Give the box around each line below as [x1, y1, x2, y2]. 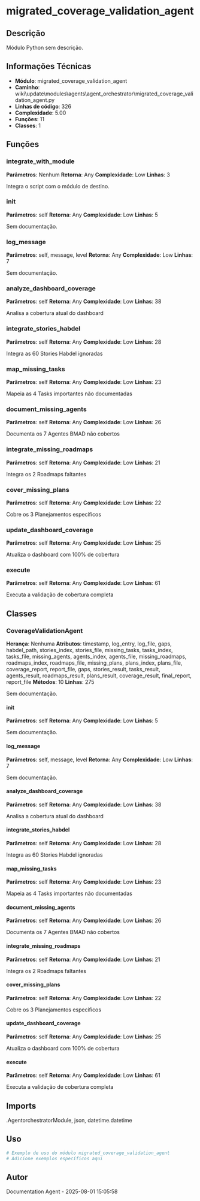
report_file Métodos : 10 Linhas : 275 [6, 678, 95, 686]
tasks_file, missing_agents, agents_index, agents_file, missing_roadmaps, [6, 653, 187, 660]
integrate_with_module [6, 157, 75, 166]
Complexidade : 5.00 [14, 109, 66, 116]
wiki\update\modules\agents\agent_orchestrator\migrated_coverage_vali [14, 90, 193, 97]
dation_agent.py [14, 96, 55, 103]
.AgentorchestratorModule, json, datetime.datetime [6, 1117, 133, 1124]
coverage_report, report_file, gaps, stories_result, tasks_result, [6, 666, 160, 673]
